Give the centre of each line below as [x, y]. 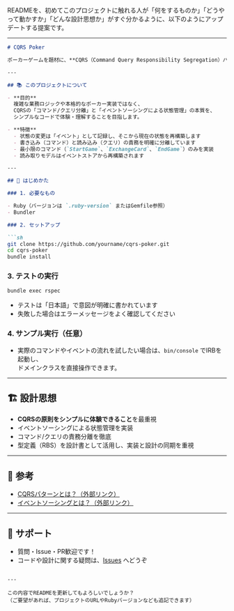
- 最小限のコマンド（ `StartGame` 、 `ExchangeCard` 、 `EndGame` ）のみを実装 [114, 149]
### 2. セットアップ [34, 225]
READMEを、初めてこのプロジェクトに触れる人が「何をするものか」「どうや [116, 10]
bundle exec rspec [34, 291]
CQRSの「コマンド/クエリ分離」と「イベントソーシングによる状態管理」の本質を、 [115, 111]
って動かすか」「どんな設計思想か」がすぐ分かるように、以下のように [106, 19]
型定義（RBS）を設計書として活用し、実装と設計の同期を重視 [106, 445]
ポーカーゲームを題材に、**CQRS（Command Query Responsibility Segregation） [115, 60]
